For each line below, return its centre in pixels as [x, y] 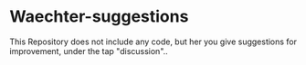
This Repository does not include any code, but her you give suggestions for [153, 42]
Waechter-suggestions [99, 17]
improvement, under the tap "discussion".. [89, 51]
